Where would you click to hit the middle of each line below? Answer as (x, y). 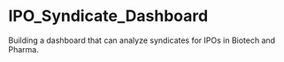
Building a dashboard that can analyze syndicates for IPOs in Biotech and (142, 40)
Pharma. (23, 49)
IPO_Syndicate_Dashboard (108, 16)
